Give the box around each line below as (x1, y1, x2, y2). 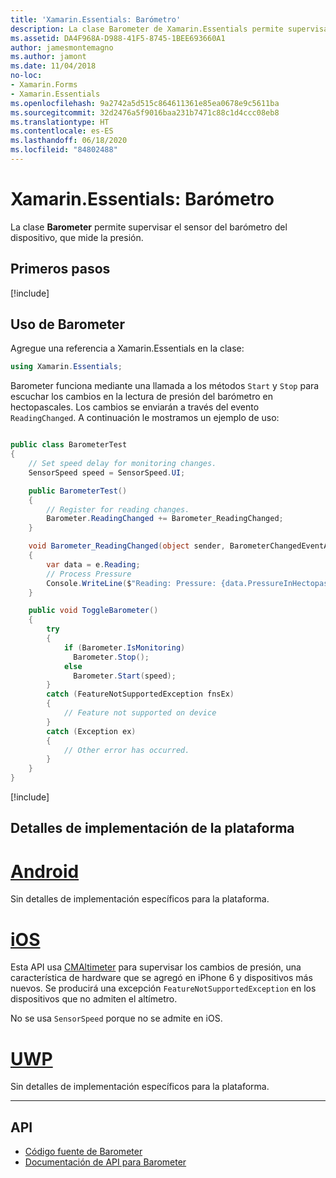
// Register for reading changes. (46, 504, 190, 515)
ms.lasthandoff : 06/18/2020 (10, 136, 128, 146)
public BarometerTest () (28, 486, 128, 496)
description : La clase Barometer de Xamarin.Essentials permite (10, 24, 284, 34)
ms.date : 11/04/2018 (10, 61, 97, 71)
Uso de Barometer (10, 316, 125, 333)
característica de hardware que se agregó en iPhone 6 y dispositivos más (10, 972, 313, 984)
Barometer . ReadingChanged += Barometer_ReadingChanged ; (46, 514, 284, 524)
